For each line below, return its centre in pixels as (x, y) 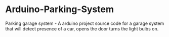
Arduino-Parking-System (60, 9)
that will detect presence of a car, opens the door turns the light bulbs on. (82, 28)
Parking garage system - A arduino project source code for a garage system (85, 23)
